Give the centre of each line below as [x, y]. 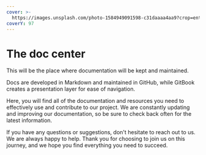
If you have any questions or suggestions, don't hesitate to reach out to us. [101, 132]
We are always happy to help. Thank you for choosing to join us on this [96, 139]
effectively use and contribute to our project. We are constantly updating [98, 107]
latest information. [29, 121]
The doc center [46, 54]
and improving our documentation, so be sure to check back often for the [99, 114]
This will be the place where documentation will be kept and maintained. [97, 70]
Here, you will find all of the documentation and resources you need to [95, 101]
